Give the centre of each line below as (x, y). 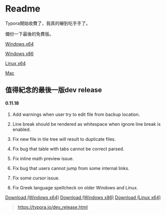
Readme (23, 9)
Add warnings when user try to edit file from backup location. (76, 114)
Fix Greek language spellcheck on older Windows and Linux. (75, 187)
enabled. (22, 129)
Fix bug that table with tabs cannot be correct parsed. (68, 149)
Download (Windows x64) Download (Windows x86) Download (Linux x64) (83, 197)
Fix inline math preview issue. (43, 158)
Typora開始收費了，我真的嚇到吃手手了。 (48, 23)
